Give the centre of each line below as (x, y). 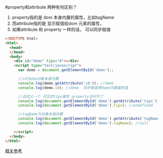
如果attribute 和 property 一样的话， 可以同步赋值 (61, 29)
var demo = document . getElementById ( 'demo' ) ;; (66, 70)
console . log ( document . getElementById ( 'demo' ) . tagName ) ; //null (83, 123)
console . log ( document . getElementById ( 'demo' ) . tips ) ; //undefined (85, 105)
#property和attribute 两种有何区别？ (41, 7)
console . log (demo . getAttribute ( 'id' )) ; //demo (66, 83)
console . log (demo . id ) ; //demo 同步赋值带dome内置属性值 (73, 88)
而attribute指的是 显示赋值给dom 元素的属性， (58, 23)
